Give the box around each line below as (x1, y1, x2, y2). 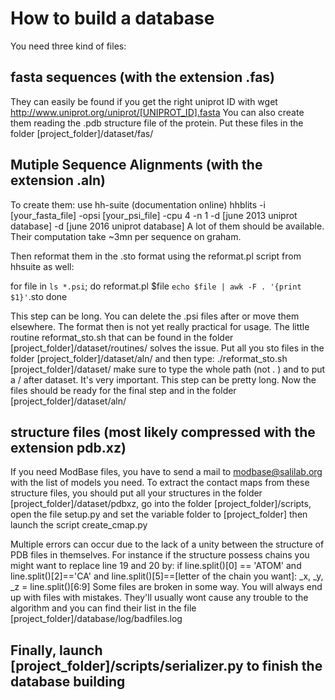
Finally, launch (10, 642, 103, 659)
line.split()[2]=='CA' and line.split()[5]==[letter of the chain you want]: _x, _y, (10, 570, 324, 582)
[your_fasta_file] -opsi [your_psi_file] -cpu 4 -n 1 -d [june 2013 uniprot (10, 209, 298, 221)
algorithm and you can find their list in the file (10, 602, 197, 614)
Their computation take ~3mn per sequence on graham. (10, 230, 242, 242)
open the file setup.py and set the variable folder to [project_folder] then (10, 508, 308, 521)
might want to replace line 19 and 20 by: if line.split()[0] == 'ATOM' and (10, 560, 302, 572)
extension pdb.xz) (10, 439, 127, 456)
